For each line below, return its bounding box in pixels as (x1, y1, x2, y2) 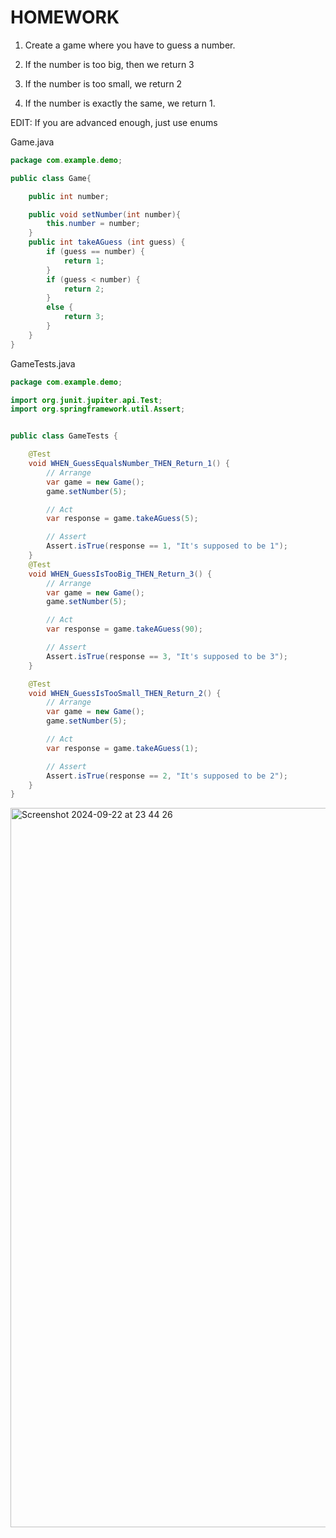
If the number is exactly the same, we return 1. (24, 97, 216, 109)
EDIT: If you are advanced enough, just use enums (10, 116, 218, 128)
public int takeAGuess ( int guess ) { (28, 237, 186, 248)
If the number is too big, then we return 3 (24, 58, 195, 70)
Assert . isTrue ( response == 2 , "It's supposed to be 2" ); (46, 771, 288, 781)
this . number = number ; (46, 219, 141, 229)
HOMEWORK (10, 6, 120, 29)
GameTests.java (10, 357, 76, 370)
